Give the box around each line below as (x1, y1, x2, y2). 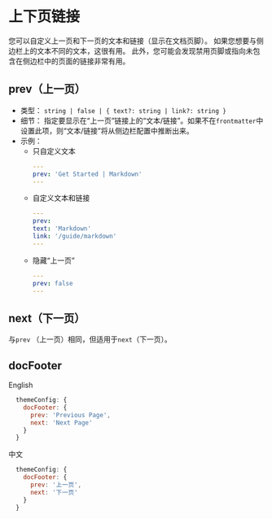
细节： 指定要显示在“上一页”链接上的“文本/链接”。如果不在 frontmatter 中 (20, 116, 264, 125)
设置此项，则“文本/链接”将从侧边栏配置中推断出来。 (20, 125, 194, 135)
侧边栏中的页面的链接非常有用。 (22, 56, 130, 66)
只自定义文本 (32, 146, 76, 155)
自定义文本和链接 (32, 193, 90, 203)
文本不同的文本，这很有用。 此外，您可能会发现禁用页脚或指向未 (36, 46, 253, 55)
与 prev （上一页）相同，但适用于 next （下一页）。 (8, 334, 173, 344)
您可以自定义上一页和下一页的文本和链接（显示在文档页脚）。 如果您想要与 (8, 36, 257, 46)
